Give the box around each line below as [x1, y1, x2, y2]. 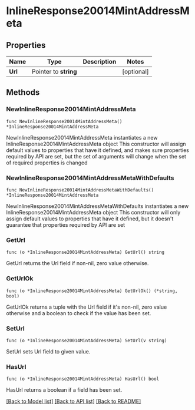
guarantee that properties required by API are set [6, 221, 125, 228]
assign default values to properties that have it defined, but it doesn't [6, 215, 174, 222]
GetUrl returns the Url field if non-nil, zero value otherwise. [6, 260, 149, 267]
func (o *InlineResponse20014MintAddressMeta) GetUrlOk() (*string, [6, 287, 178, 294]
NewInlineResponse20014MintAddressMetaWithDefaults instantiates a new [6, 202, 189, 210]
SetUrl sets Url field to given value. [6, 348, 91, 355]
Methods [6, 87, 40, 98]
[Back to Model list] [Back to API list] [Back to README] [6, 398, 141, 405]
